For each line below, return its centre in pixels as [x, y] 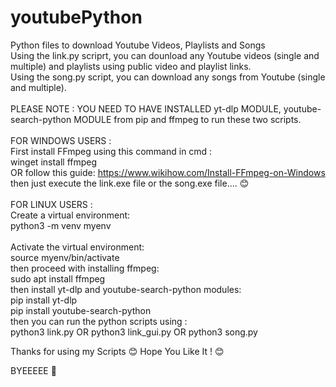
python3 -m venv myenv [61, 225]
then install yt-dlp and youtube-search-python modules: [126, 289]
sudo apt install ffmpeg [58, 278]
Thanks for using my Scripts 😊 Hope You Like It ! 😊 [117, 351]
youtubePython [76, 17]
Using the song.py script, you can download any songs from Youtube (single [168, 77]
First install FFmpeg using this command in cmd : [111, 151]
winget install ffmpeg [54, 162]
